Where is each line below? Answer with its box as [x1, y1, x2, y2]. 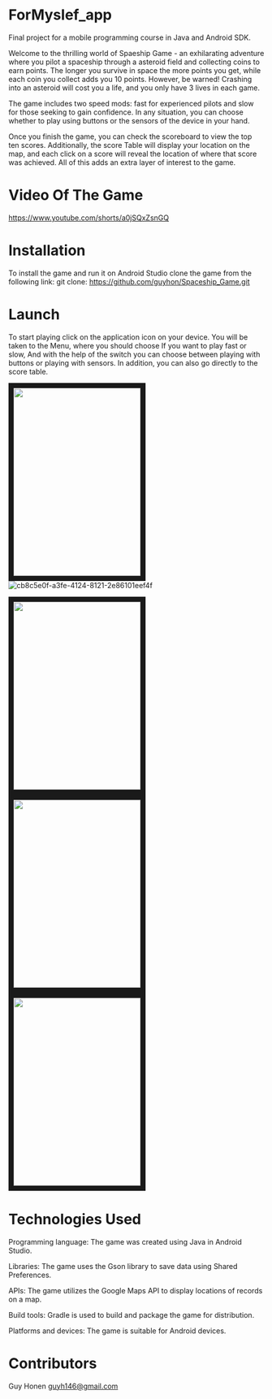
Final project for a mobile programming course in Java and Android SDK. [8, 32, 252, 42]
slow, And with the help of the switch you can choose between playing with [8, 349, 261, 359]
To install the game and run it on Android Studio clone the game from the [8, 268, 252, 278]
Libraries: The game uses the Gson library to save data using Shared [8, 1261, 238, 1271]
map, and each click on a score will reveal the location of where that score [8, 149, 257, 158]
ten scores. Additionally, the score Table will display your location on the [8, 140, 250, 149]
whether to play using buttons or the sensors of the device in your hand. [8, 115, 250, 125]
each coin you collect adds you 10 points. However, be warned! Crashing [8, 74, 253, 84]
